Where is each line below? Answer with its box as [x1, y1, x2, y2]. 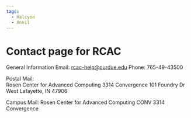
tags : [6, 8, 19, 15]
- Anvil [11, 19, 30, 25]
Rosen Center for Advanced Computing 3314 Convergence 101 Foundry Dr [6, 81, 185, 88]
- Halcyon [11, 14, 35, 20]
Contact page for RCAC [6, 44, 121, 58]
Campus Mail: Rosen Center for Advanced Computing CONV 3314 [6, 99, 165, 106]
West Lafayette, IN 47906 [6, 88, 68, 95]
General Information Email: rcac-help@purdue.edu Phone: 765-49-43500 [6, 64, 183, 71]
